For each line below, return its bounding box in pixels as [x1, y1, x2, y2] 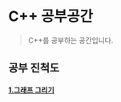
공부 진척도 [8, 61, 60, 75]
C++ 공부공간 [8, 7, 94, 26]
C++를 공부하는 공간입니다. [27, 35, 114, 45]
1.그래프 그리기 [8, 85, 54, 95]
